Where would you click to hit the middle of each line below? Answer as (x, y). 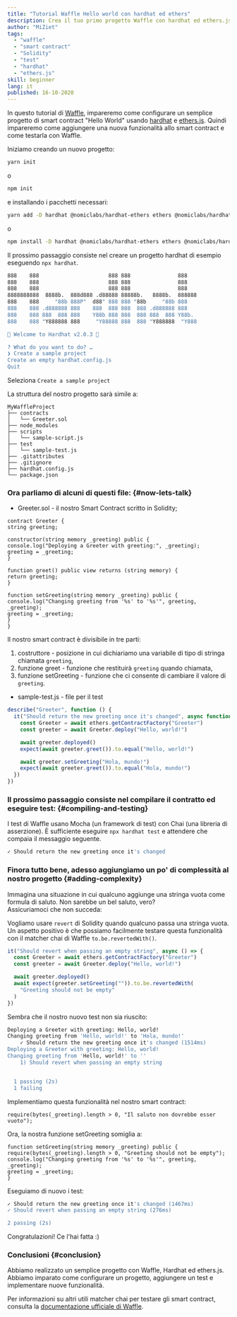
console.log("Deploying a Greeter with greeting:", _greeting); (104, 546)
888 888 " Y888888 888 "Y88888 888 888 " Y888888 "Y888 (102, 321)
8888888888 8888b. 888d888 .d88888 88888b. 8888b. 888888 (102, 295)
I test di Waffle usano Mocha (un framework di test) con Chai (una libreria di (117, 824)
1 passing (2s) (36, 1081)
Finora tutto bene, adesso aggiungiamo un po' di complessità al (118, 870)
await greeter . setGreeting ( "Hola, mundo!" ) (85, 762)
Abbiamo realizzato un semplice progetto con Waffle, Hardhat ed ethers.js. (116, 1270)
